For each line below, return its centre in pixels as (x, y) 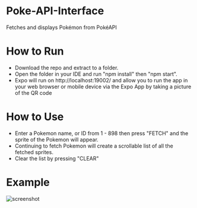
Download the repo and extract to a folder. (66, 68)
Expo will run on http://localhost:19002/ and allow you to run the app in (101, 80)
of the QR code (33, 92)
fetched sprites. (34, 152)
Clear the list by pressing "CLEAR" (57, 158)
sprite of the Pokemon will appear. (57, 139)
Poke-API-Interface (55, 11)
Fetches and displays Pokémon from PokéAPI (62, 27)
